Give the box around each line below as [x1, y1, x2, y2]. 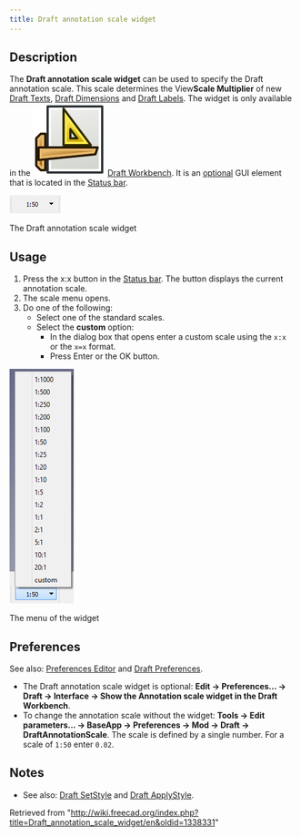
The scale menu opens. [22, 292, 111, 304]
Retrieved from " [9, 807, 71, 818]
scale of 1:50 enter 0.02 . [22, 739, 115, 750]
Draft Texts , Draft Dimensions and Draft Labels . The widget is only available [9, 93, 293, 104]
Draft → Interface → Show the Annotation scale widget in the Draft [22, 690, 278, 701]
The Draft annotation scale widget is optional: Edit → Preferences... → [22, 681, 286, 692]
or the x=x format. [49, 342, 116, 352]
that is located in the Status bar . [9, 178, 129, 189]
